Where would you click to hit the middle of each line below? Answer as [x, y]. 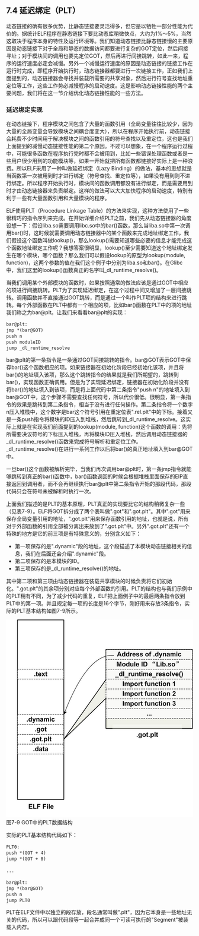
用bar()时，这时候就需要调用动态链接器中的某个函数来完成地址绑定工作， [95, 233]
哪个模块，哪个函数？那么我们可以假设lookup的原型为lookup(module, [101, 255]
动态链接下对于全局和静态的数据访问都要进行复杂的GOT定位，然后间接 [102, 48]
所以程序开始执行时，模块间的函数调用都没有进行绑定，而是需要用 [107, 184]
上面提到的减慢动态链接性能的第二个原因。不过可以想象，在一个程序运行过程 [99, 146]
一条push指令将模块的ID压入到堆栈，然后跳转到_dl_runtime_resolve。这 [98, 419]
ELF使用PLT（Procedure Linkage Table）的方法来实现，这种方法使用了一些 [98, 211]
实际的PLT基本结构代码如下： [42, 835]
